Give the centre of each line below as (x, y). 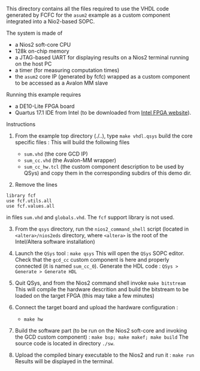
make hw (33, 319)
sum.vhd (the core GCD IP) (56, 154)
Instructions (21, 124)
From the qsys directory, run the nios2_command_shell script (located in (102, 229)
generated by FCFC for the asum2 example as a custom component (88, 15)
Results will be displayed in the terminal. (64, 361)
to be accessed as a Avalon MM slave (61, 83)
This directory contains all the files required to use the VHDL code (88, 9)
